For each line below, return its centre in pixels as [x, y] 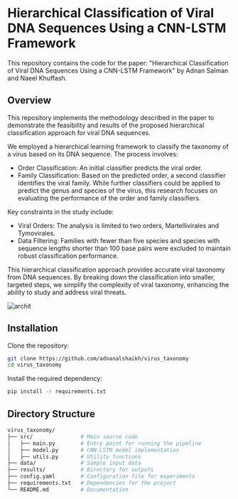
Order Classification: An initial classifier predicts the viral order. [110, 168]
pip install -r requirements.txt [57, 392]
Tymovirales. [36, 233]
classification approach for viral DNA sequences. [79, 132]
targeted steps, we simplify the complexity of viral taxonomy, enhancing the [118, 284]
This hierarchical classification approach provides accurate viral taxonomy [116, 269]
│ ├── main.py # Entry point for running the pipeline [104, 443]
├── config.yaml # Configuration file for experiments [101, 477]
